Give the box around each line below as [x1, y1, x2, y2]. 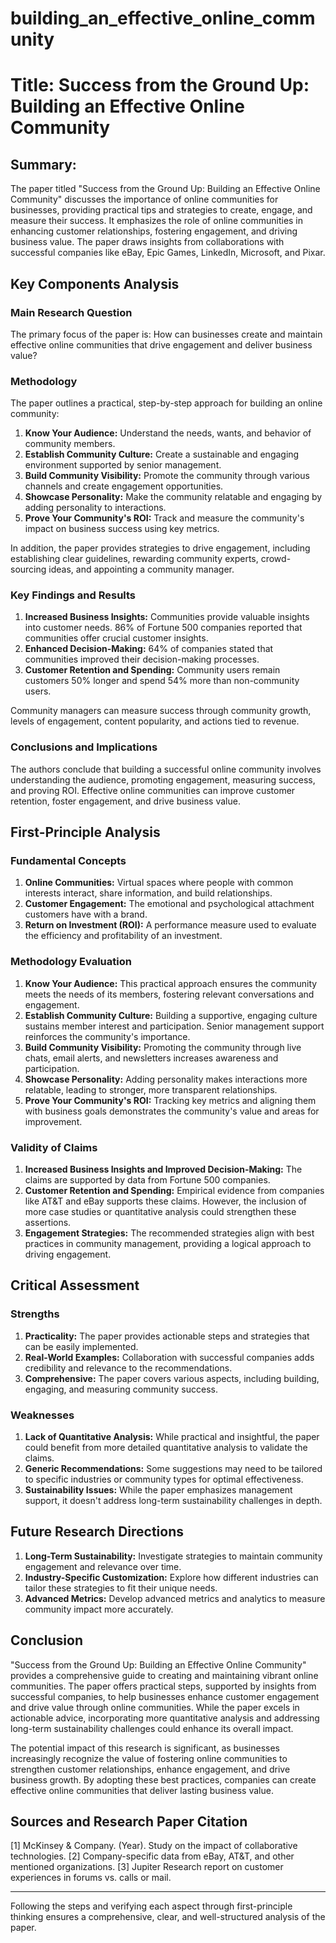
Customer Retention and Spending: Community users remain [24, 664, 281, 676]
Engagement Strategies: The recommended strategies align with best [24, 1227, 315, 1239]
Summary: [10, 156, 77, 173]
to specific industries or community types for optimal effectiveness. [24, 1473, 304, 1486]
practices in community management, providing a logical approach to [24, 1238, 312, 1250]
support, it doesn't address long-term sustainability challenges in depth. [24, 1495, 323, 1507]
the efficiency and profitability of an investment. [24, 930, 223, 942]
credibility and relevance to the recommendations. [24, 1362, 233, 1374]
